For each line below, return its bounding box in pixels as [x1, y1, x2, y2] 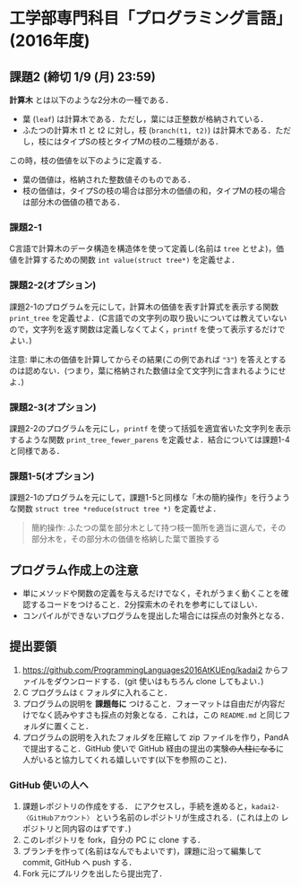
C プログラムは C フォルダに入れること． [21, 687, 173, 698]
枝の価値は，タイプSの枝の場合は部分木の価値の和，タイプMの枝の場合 [21, 186, 287, 196]
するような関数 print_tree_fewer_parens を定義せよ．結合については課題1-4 [9, 434, 291, 445]
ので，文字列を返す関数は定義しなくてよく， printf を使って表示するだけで [9, 324, 286, 335]
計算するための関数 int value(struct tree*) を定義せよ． [24, 255, 240, 265]
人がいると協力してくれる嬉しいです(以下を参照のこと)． [21, 754, 232, 765]
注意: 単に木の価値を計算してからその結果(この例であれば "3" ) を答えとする [9, 353, 287, 364]
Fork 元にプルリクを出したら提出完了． [21, 868, 167, 879]
